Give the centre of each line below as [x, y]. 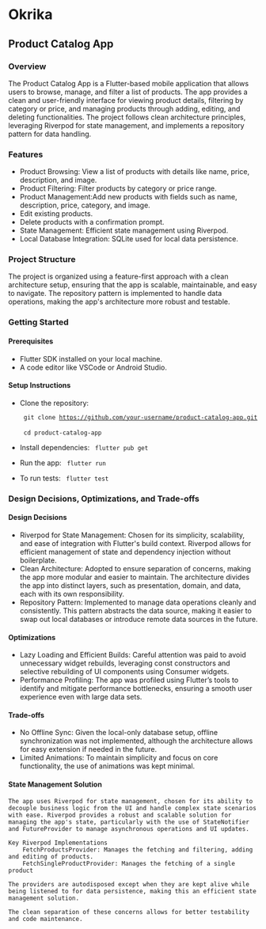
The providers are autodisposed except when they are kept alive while [129, 884]
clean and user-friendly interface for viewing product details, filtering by [126, 100]
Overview [27, 66]
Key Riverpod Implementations [58, 843]
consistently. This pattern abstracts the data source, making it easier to [135, 610]
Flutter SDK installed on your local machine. [91, 358]
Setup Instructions [40, 385]
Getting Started [38, 322]
